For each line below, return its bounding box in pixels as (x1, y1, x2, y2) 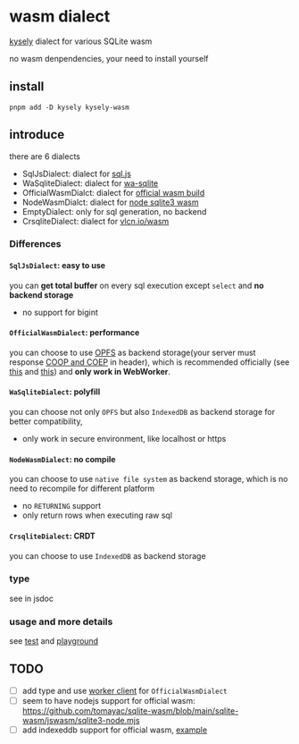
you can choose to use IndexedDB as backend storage (9, 550, 207, 561)
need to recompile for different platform (9, 483, 155, 494)
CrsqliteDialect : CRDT (9, 530, 96, 541)
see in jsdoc (9, 593, 54, 604)
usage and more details (9, 615, 113, 628)
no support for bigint (21, 307, 98, 317)
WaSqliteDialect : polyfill (9, 386, 101, 397)
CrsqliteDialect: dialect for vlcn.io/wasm (21, 216, 170, 226)
